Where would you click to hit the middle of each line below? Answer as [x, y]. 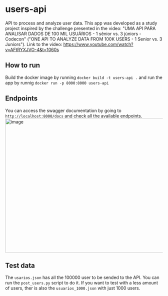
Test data [20, 265]
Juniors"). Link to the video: [34, 44]
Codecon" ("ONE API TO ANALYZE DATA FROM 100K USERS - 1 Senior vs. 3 [84, 39]
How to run [23, 65]
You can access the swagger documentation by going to [63, 110]
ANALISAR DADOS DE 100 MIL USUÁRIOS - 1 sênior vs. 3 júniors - [73, 33]
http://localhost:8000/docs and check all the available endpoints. [74, 115]
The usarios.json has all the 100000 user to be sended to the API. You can [82, 277]
